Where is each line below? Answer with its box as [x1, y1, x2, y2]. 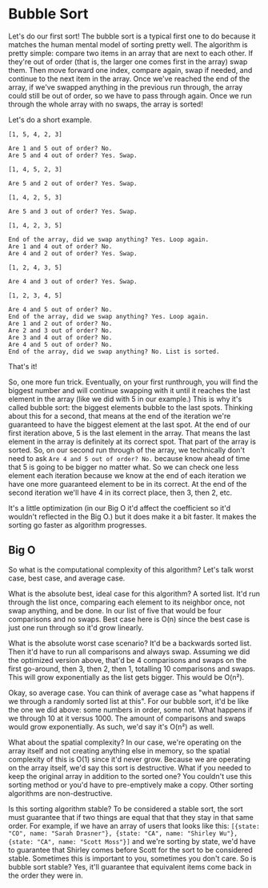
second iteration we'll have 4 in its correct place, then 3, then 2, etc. [8, 488, 233, 497]
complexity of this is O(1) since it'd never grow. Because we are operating [8, 754, 250, 764]
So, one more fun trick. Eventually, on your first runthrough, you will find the [8, 377, 258, 387]
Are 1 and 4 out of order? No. [8, 242, 113, 251]
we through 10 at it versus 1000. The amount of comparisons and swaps [8, 713, 246, 723]
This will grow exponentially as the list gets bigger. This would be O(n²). [8, 672, 245, 681]
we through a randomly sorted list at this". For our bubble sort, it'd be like [8, 696, 250, 705]
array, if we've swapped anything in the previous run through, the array [8, 82, 243, 92]
